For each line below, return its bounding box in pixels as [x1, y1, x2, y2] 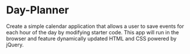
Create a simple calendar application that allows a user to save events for [6, 23, 184, 30]
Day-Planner [6, 3, 69, 17]
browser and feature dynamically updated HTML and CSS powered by [6, 35, 177, 42]
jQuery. [6, 41, 24, 48]
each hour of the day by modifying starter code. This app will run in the [6, 28, 179, 35]
